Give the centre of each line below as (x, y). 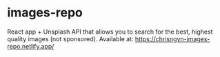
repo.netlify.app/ (31, 46)
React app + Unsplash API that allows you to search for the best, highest (110, 32)
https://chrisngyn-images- (172, 38)
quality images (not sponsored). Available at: (70, 38)
